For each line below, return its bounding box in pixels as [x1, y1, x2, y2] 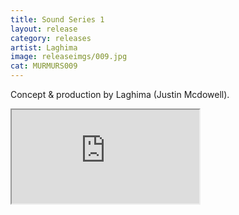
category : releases [10, 33, 92, 43]
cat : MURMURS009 [10, 61, 78, 71]
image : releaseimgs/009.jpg [10, 52, 128, 62]
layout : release [10, 24, 78, 34]
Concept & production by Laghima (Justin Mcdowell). [10, 89, 230, 100]
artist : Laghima [10, 42, 78, 53]
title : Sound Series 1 [10, 14, 105, 25]
